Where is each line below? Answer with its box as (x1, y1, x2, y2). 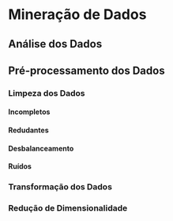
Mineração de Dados (8, 6, 147, 24)
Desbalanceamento (8, 143, 74, 153)
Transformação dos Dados (8, 181, 113, 192)
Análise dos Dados (8, 37, 103, 51)
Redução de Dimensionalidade (8, 203, 128, 214)
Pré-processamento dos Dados (8, 63, 165, 77)
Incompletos (8, 107, 51, 116)
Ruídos (8, 162, 32, 171)
